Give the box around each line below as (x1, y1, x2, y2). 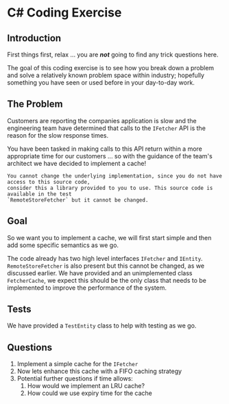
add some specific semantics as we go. (7, 241, 119, 249)
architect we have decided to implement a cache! (7, 159, 147, 167)
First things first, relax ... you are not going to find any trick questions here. (7, 50, 219, 59)
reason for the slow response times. (7, 131, 108, 139)
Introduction (7, 32, 62, 44)
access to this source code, (7, 178, 91, 185)
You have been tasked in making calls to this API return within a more (7, 145, 202, 153)
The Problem (7, 98, 63, 110)
